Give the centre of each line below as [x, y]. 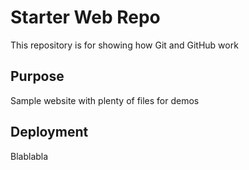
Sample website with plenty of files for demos [105, 100]
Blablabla [29, 156]
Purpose [37, 76]
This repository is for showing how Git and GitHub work [124, 45]
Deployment [49, 132]
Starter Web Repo [85, 17]
